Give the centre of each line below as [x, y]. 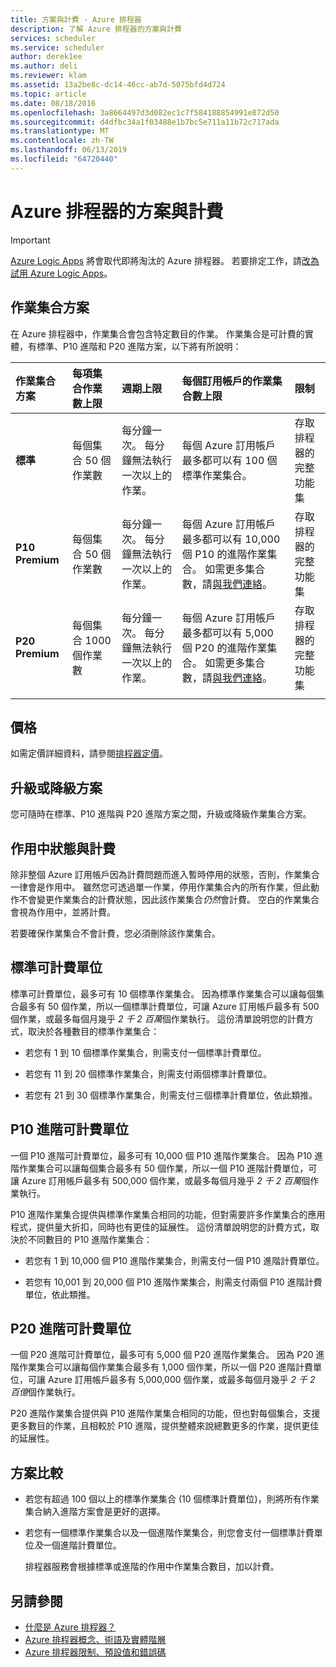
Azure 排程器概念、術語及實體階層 [95, 1639]
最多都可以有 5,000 [227, 633]
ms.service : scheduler [57, 47]
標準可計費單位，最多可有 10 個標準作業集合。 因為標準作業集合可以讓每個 [163, 993]
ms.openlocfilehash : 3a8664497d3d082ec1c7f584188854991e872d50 [145, 112]
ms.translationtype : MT [60, 131]
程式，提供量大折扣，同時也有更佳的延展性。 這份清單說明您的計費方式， [160, 1227]
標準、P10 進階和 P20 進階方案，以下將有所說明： [139, 346]
